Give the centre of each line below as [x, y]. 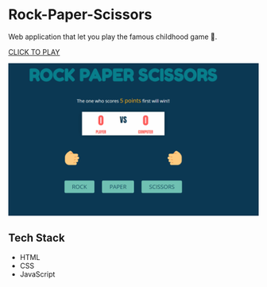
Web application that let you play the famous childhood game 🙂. [113, 37]
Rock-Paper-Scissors [80, 15]
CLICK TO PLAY [34, 52]
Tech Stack [37, 238]
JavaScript [37, 274]
